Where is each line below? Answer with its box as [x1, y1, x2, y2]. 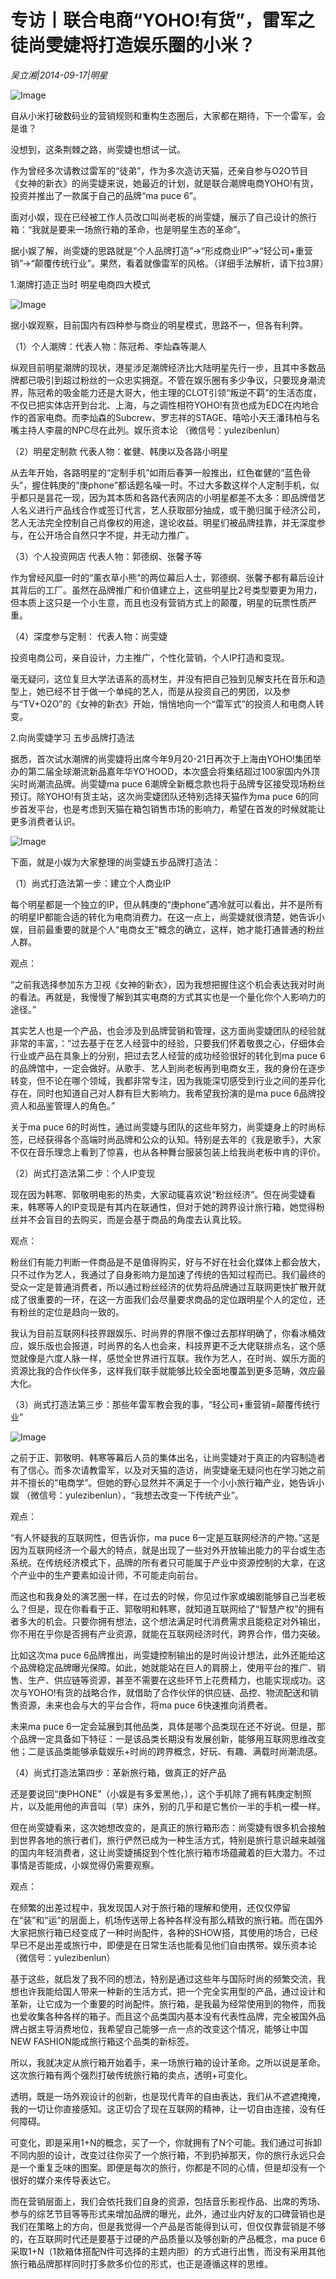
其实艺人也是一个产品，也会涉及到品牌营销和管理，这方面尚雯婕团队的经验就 [10, 1024, 326, 1036]
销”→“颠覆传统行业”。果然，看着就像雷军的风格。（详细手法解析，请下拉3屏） [10, 257, 329, 269]
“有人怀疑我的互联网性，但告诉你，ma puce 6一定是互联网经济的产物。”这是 [10, 1531, 321, 1543]
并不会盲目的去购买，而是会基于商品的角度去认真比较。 [18, 1213, 247, 1225]
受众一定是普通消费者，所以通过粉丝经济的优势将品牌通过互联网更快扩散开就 [10, 1281, 326, 1293]
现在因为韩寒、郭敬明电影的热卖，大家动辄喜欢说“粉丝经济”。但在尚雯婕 [10, 1188, 308, 1200]
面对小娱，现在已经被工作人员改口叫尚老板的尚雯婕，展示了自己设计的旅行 [10, 211, 317, 223]
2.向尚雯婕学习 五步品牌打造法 [10, 731, 135, 743]
